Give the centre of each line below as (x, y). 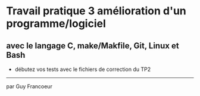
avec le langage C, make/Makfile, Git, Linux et (93, 46)
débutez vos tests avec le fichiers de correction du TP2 (83, 69)
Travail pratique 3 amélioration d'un (96, 11)
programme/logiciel (56, 24)
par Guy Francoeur (29, 86)
